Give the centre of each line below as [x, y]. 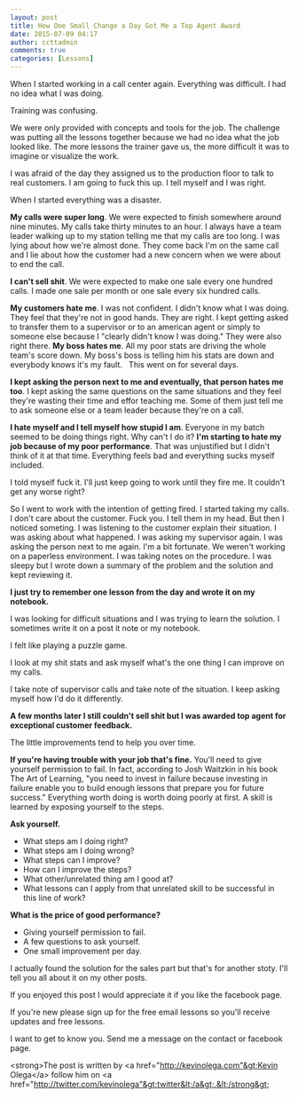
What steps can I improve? [71, 860]
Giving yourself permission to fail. [84, 932]
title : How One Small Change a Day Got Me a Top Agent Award [125, 26]
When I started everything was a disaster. [86, 200]
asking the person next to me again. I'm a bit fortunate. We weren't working [148, 546]
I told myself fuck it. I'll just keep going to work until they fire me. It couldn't [148, 482]
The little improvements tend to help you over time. [103, 743]
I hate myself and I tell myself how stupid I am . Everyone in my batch [137, 427]
